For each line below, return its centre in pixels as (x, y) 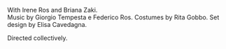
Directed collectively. (37, 38)
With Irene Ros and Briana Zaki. (52, 10)
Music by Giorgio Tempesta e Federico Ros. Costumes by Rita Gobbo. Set (113, 17)
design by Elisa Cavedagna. (47, 24)
